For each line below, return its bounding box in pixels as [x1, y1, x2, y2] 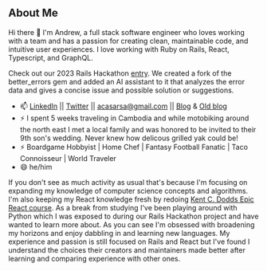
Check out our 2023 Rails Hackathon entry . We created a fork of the [8, 68, 232, 78]
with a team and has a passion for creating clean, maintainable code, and [8, 36, 249, 45]
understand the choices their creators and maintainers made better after [8, 245, 245, 254]
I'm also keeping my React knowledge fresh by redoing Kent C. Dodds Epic [8, 194, 255, 204]
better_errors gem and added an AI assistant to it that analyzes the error [8, 77, 245, 86]
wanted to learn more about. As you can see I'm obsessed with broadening [8, 219, 255, 230]
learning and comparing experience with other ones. [8, 253, 181, 263]
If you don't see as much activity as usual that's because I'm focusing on [8, 177, 248, 187]
